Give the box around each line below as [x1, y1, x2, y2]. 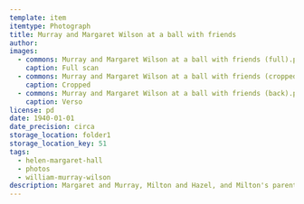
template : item [9, 13, 67, 23]
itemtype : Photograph [9, 22, 91, 31]
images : [9, 47, 39, 56]
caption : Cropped [25, 80, 91, 89]
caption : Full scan [25, 64, 100, 73]
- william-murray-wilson [17, 172, 111, 181]
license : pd [9, 106, 54, 115]
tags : [9, 147, 30, 156]
